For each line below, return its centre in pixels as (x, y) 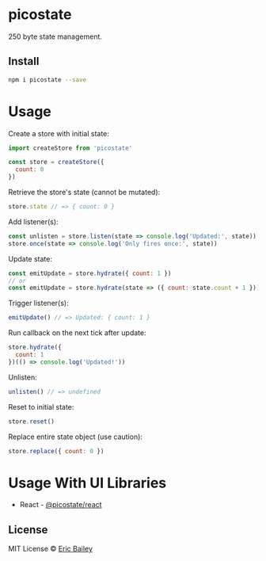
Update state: (30, 258)
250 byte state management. (55, 36)
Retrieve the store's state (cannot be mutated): (84, 193)
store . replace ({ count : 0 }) (56, 451)
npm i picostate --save (47, 80)
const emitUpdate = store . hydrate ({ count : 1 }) (90, 273)
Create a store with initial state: (59, 133)
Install (24, 61)
